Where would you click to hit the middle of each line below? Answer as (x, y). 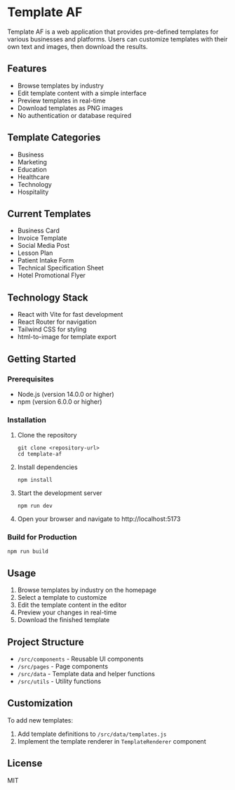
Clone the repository (47, 435)
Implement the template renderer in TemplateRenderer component (112, 741)
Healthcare (34, 177)
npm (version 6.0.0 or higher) (60, 402)
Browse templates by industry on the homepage (87, 590)
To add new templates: (40, 720)
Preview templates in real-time (61, 100)
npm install (35, 480)
